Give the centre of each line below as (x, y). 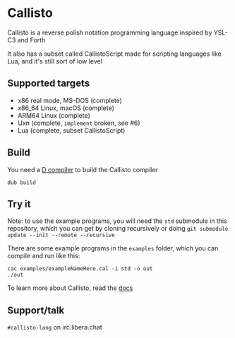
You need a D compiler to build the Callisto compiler (83, 169)
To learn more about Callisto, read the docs (70, 288)
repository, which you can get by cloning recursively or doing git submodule (118, 229)
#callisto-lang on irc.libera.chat (55, 327)
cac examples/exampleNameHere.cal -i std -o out (80, 269)
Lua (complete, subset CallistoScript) (71, 130)
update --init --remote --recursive (61, 235)
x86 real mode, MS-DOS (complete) (70, 100)
